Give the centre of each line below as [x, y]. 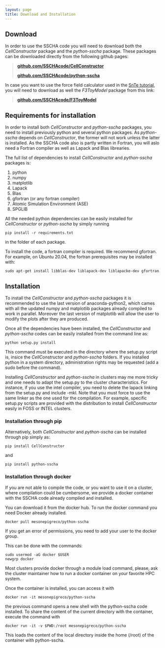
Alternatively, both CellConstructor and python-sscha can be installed [76, 432]
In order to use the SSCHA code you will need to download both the [74, 46]
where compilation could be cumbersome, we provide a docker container [79, 492]
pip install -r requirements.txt [39, 233]
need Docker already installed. [36, 513]
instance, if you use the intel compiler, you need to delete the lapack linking [81, 388]
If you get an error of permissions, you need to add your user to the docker [81, 531]
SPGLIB [20, 209]
